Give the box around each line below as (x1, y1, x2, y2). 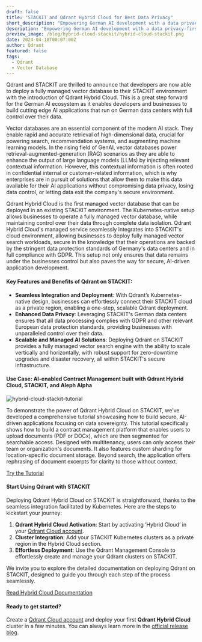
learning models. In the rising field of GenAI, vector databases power (6, 144, 177, 151)
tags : (6, 53, 20, 60)
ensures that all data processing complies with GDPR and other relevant (14, 317, 194, 324)
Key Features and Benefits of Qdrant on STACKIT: (6, 278, 133, 285)
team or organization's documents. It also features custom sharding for (6, 445, 182, 452)
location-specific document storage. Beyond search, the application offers (6, 451, 191, 459)
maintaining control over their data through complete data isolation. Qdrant (6, 219, 191, 227)
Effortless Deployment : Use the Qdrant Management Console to (14, 546, 176, 554)
